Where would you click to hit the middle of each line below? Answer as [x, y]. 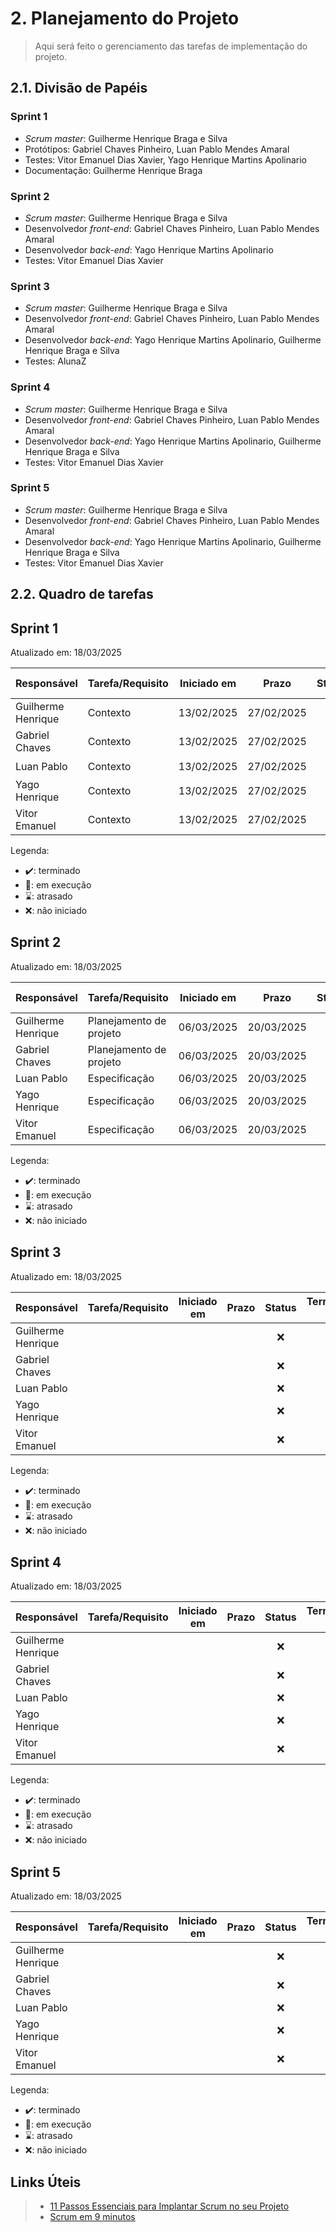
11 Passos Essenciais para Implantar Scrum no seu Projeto [169, 2206]
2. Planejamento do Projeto [125, 18]
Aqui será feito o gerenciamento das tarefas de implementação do [171, 46]
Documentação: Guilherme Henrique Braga [113, 170]
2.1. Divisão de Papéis [79, 88]
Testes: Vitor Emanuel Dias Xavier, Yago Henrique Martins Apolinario [165, 159]
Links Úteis [46, 2182]
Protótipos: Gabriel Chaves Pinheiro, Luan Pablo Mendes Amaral [157, 149]
